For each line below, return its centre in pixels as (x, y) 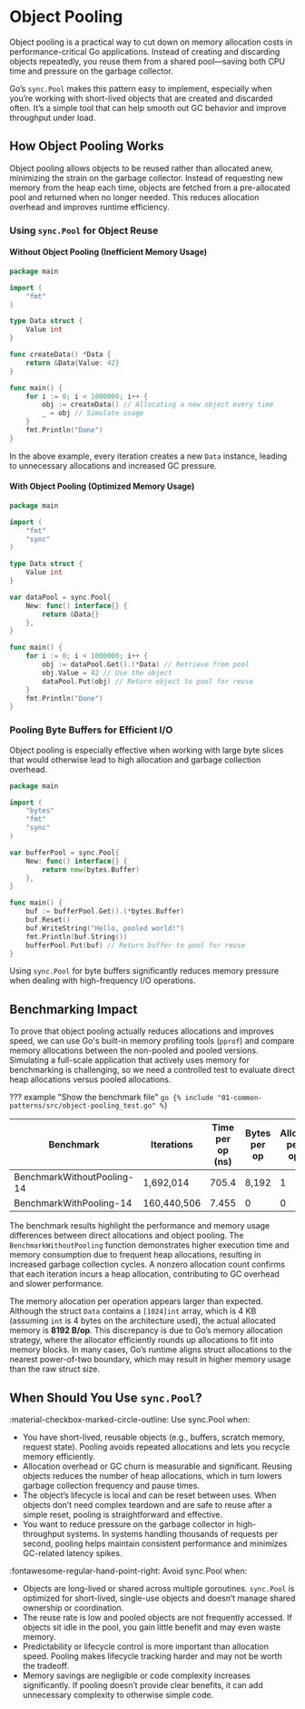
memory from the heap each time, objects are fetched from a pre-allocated (150, 187)
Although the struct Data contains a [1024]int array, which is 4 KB (133, 1311)
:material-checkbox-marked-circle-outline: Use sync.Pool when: (130, 1420)
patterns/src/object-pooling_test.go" (83, 1106)
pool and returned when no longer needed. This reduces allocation (134, 197)
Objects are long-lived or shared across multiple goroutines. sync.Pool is (158, 1588)
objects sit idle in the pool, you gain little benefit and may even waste (152, 1627)
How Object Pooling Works (87, 146)
